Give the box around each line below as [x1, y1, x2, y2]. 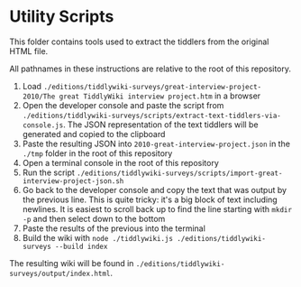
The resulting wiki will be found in [9, 257, 134, 268]
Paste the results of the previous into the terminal [22, 223, 205, 234]
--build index [55, 242, 108, 251]
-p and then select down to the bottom [22, 213, 166, 224]
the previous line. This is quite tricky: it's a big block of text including [22, 194, 278, 205]
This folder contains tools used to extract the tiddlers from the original [9, 36, 269, 47]
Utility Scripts [9, 6, 114, 27]
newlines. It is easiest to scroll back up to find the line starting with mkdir [22, 203, 293, 214]
